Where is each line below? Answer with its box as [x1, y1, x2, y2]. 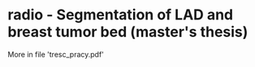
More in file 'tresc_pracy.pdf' [7, 49, 105, 59]
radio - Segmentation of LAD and [7, 6, 234, 24]
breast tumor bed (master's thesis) [7, 23, 249, 41]
